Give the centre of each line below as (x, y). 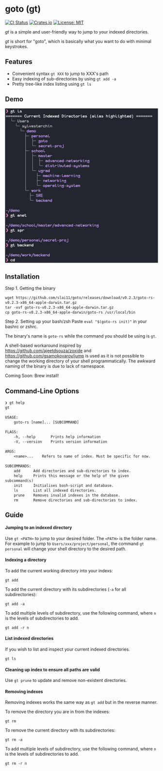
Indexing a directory (26, 560)
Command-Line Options (42, 391)
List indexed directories (29, 639)
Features (19, 62)
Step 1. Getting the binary (30, 288)
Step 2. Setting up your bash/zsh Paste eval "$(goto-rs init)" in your (76, 321)
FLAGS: (12, 432)
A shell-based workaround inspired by (43, 346)
